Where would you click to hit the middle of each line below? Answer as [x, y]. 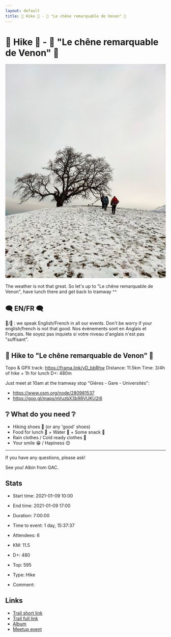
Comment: [23, 585]
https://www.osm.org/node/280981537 [54, 393]
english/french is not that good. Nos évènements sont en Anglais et [76, 329]
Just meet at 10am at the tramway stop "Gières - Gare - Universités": [77, 383]
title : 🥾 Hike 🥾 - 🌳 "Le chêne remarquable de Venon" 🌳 [66, 16]
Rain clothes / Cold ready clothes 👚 [49, 437]
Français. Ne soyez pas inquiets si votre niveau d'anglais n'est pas [75, 334]
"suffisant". [17, 339]
